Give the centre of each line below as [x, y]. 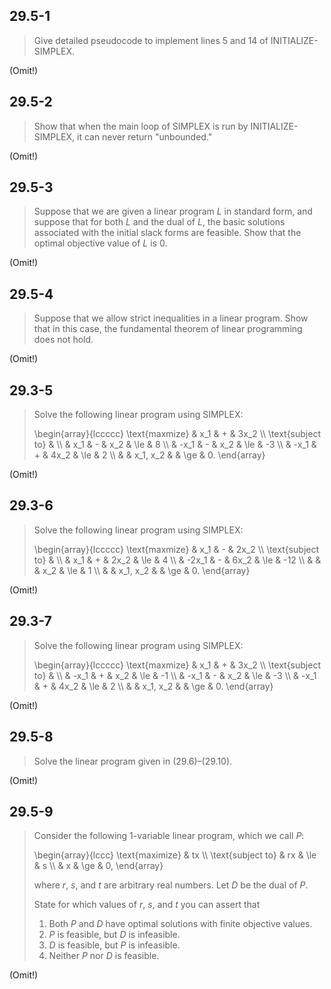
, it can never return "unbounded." [142, 136]
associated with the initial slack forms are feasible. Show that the [167, 233]
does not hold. [63, 340]
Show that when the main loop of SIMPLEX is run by [141, 126]
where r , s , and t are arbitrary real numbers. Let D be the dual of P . [171, 885]
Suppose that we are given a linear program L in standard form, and [173, 211]
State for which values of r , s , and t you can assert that [147, 905]
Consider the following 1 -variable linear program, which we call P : [169, 836]
